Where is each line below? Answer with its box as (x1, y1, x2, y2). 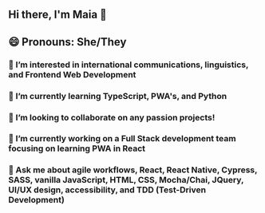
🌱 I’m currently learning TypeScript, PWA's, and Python (8, 90, 227, 101)
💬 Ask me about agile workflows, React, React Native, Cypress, (8, 164, 258, 176)
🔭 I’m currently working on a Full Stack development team (8, 133, 237, 144)
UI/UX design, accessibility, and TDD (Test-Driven (8, 184, 206, 195)
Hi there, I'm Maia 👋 (8, 8, 108, 22)
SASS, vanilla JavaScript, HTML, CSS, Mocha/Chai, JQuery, (8, 175, 244, 186)
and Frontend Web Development (8, 69, 136, 80)
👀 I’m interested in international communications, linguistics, (8, 59, 249, 70)
